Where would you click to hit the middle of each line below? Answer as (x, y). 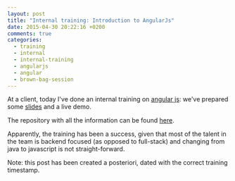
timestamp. (24, 170)
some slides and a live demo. (49, 107)
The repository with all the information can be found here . (91, 120)
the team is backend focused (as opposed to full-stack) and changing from (116, 142)
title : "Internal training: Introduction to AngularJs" (91, 20)
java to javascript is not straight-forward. (66, 149)
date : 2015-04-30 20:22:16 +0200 (56, 27)
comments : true (30, 33)
